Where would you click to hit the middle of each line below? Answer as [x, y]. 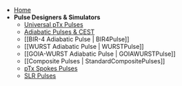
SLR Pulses [40, 76]
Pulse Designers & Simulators [57, 17]
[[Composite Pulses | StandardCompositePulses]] [94, 61]
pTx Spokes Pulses [51, 68]
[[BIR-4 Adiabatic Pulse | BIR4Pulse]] [77, 39]
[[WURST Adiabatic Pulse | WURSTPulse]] [84, 46]
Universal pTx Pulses [54, 24]
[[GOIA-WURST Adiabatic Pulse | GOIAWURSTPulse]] [100, 54]
